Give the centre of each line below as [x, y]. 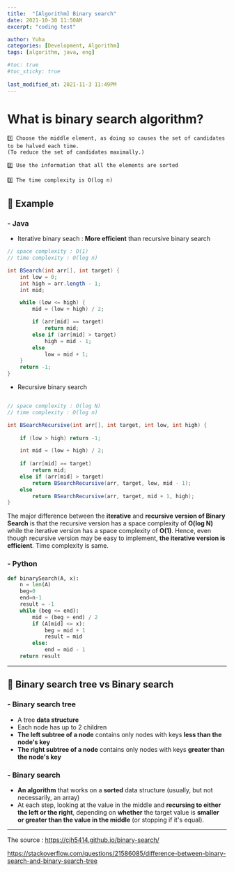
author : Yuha [26, 39]
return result [40, 656]
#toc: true [23, 65]
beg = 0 [28, 591]
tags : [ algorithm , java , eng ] [51, 52]
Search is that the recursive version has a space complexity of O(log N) [110, 523]
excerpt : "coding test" [42, 27]
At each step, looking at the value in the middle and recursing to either [119, 805]
